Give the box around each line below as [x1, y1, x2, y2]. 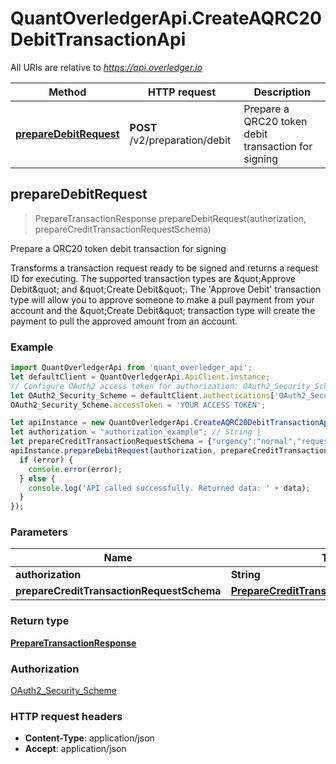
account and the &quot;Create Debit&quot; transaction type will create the [10, 304, 316, 316]
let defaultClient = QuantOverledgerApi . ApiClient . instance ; [10, 372, 271, 382]
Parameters [10, 525, 68, 539]
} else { [19, 473, 56, 484]
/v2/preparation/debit [129, 133, 232, 147]
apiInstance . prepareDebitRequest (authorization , [10, 446, 217, 456]
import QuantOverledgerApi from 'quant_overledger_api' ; [10, 363, 253, 373]
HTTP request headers [10, 709, 123, 723]
